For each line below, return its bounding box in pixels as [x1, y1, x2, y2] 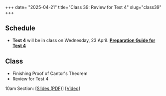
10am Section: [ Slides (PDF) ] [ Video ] [5, 85, 81, 91]
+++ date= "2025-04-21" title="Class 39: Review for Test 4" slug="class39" [5, 4, 162, 10]
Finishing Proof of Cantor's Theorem [12, 70, 88, 76]
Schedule [5, 24, 36, 32]
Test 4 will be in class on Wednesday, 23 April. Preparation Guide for [12, 37, 156, 43]
